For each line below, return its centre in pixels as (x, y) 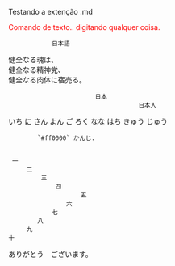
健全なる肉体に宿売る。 (47, 80)
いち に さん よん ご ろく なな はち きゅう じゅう (88, 121)
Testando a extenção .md (50, 12)
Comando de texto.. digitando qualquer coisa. (84, 27)
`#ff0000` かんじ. (66, 138)
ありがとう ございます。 (50, 254)
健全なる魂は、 (33, 59)
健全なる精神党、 (37, 70)
